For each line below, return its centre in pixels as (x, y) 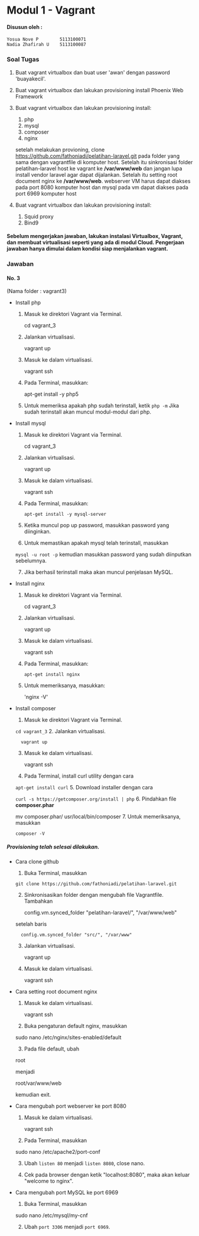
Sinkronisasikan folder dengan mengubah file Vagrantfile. (94, 895)
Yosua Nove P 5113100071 (46, 40)
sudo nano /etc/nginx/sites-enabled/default (68, 1037)
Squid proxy (39, 216)
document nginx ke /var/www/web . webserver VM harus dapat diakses (103, 181)
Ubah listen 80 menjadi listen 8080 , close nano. (84, 1163)
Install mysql (30, 424)
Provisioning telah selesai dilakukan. (53, 847)
